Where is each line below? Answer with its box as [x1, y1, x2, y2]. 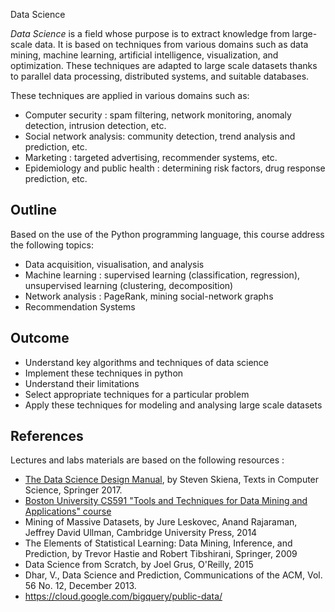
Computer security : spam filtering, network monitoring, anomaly [24, 109, 292, 121]
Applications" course [24, 505, 112, 518]
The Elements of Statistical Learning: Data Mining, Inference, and [24, 537, 293, 549]
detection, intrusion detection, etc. [24, 120, 167, 131]
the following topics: [10, 239, 94, 251]
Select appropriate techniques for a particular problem [24, 388, 250, 400]
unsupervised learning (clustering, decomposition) [24, 279, 234, 291]
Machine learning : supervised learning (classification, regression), [24, 269, 301, 281]
